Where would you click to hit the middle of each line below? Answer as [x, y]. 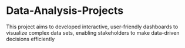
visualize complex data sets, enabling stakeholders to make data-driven [93, 32]
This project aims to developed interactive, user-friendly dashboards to [92, 27]
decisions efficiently [30, 39]
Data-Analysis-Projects [65, 11]
